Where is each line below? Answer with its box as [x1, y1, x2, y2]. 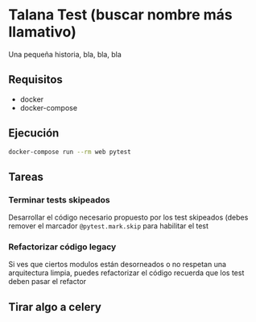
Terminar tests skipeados [8, 194, 110, 205]
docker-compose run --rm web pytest [8, 148, 131, 156]
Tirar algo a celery [8, 300, 102, 314]
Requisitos [8, 73, 63, 86]
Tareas [8, 169, 44, 183]
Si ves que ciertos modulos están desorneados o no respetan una [8, 260, 227, 270]
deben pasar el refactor [8, 277, 87, 286]
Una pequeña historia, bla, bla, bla [8, 49, 122, 59]
